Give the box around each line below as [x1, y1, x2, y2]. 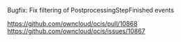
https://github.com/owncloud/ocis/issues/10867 [7, 27, 145, 35]
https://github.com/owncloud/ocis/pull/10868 [7, 20, 138, 27]
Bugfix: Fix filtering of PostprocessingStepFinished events [7, 6, 175, 14]
